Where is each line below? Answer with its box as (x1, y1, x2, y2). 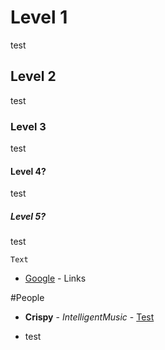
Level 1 (10, 6, 68, 29)
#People (10, 292, 45, 304)
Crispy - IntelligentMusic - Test (24, 311, 155, 323)
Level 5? (10, 210, 46, 222)
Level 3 (10, 119, 47, 133)
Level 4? (10, 165, 47, 177)
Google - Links (24, 272, 87, 285)
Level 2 (10, 68, 57, 85)
